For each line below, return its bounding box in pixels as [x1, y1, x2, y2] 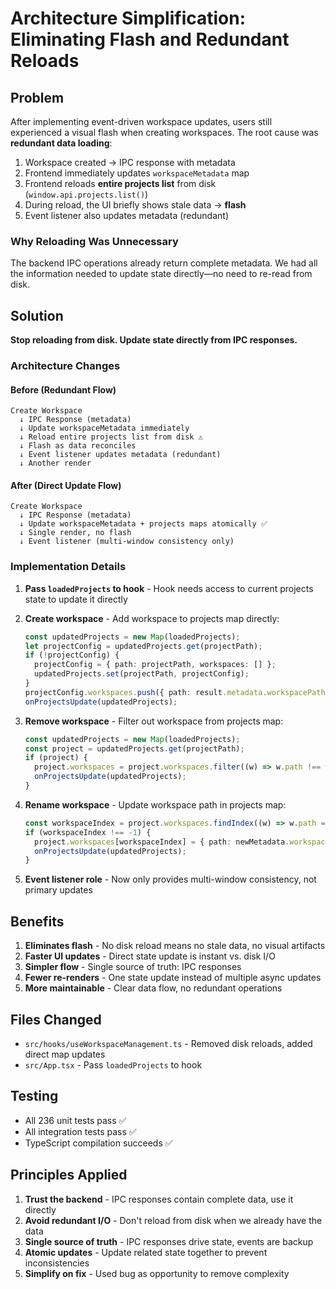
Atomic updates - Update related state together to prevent [24, 1246, 268, 1258]
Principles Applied [10, 1167, 128, 1184]
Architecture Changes [10, 359, 121, 373]
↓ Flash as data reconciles [19, 441, 137, 451]
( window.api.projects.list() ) [24, 188, 149, 200]
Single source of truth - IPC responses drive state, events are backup [24, 1235, 314, 1247]
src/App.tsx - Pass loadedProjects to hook [24, 1058, 203, 1071]
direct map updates [24, 1048, 106, 1060]
